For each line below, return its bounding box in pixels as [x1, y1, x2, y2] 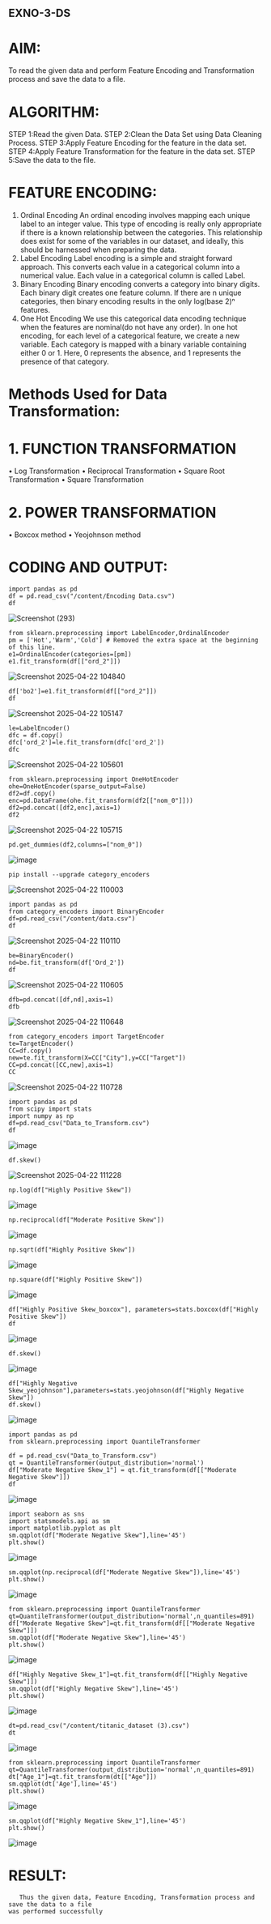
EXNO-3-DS [8, 6, 71, 20]
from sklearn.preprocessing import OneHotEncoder [8, 775, 180, 784]
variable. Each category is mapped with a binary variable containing [19, 339, 247, 349]
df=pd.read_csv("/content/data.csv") [8, 915, 136, 923]
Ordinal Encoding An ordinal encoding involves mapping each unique [19, 211, 251, 220]
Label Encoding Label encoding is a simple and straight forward [19, 254, 233, 263]
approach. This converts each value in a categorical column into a [19, 262, 240, 272]
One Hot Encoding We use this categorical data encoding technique [19, 314, 247, 323]
